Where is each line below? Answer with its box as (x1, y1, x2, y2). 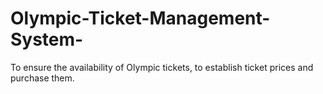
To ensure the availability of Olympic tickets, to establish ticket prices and (10, 61, 314, 73)
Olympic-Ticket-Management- (10, 7, 271, 30)
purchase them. (10, 72, 75, 84)
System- (10, 28, 84, 51)
